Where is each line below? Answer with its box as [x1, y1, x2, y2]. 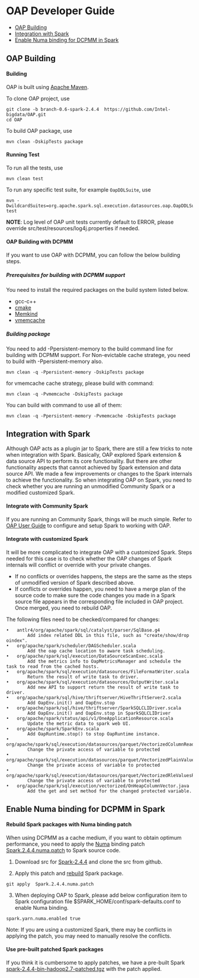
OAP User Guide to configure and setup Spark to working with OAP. [6, 522, 171, 529]
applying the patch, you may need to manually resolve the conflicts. [6, 932, 172, 939]
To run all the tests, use [6, 164, 63, 171]
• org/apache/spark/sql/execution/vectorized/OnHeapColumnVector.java [6, 783, 190, 789]
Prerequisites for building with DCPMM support [6, 271, 126, 278]
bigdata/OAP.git [6, 112, 46, 117]
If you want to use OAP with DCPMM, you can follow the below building [6, 251, 181, 259]
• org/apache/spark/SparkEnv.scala [6, 726, 99, 732]
